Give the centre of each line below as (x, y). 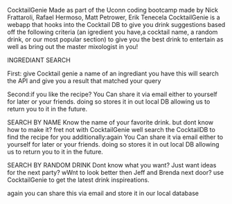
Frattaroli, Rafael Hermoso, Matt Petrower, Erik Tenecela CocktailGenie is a (114, 17)
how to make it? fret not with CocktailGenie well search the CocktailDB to (111, 130)
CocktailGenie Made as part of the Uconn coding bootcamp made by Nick (113, 10)
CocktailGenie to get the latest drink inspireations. (79, 180)
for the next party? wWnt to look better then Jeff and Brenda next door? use (115, 173)
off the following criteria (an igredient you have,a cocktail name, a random (113, 32)
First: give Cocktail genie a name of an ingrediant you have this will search (113, 73)
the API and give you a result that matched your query (84, 81)
